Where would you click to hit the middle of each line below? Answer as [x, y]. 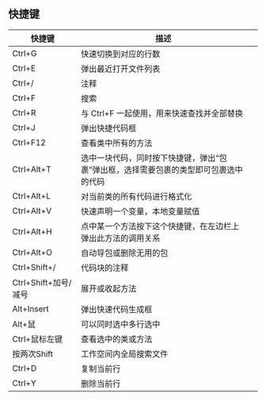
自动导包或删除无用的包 [124, 253]
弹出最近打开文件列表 [120, 68]
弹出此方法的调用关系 [120, 238]
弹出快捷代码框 [108, 128]
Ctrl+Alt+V [32, 211]
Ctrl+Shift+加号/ [42, 282]
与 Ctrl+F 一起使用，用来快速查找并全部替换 [162, 113]
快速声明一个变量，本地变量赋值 [140, 211]
